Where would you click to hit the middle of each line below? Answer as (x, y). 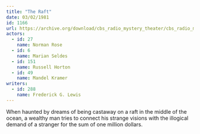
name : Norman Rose (40, 45)
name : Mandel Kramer (42, 78)
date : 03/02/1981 (28, 17)
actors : (16, 34)
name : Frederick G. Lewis (49, 95)
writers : (17, 84)
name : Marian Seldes (42, 56)
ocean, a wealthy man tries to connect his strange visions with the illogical (97, 118)
